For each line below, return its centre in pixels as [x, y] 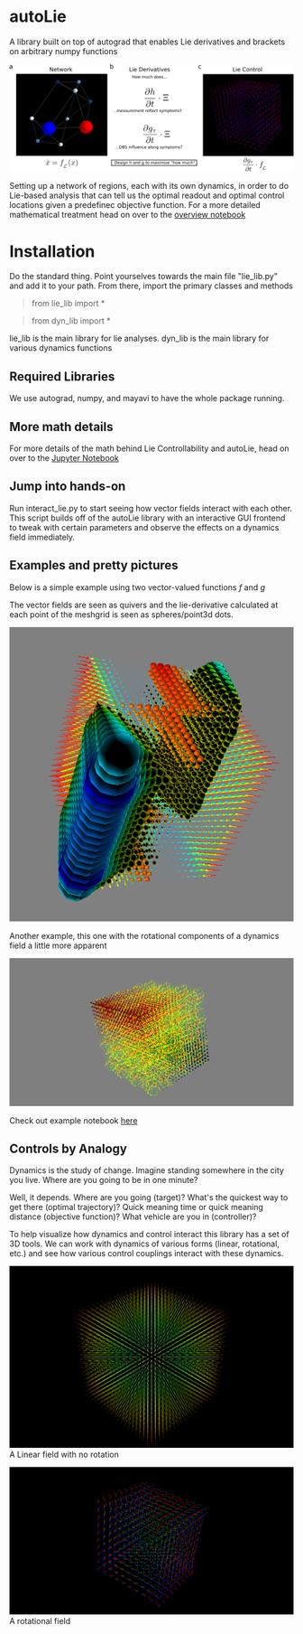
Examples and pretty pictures [94, 565]
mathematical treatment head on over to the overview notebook [128, 215]
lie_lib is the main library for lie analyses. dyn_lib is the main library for [139, 338]
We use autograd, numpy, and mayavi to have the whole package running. [147, 399]
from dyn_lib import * [71, 321]
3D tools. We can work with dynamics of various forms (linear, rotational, [144, 1244]
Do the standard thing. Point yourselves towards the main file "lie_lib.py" [143, 277]
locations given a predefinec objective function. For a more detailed [135, 205]
